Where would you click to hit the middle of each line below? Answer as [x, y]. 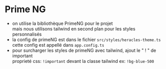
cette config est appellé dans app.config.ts [58, 45]
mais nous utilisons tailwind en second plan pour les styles [74, 28]
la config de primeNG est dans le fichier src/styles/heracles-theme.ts [86, 40]
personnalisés [27, 34]
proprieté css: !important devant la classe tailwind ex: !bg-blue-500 [83, 61]
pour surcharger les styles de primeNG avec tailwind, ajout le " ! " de [84, 50]
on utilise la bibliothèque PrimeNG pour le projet [62, 23]
